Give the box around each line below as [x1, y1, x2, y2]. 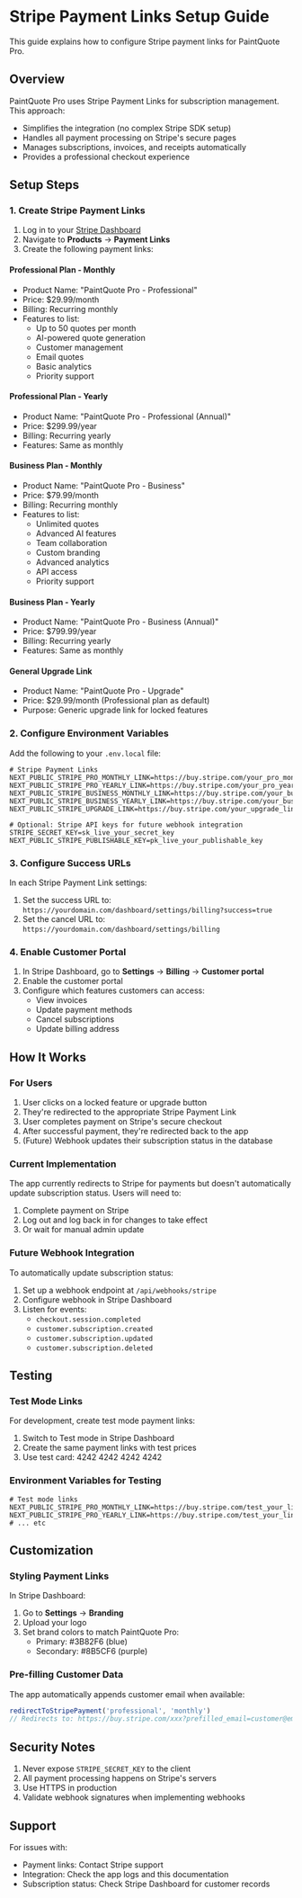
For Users [9, 1077, 53, 1089]
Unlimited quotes [35, 519, 100, 530]
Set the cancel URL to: [22, 914, 106, 925]
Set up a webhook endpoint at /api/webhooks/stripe [22, 1285, 218, 1295]
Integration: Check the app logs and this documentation [22, 1868, 229, 1879]
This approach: [9, 105, 66, 116]
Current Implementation [9, 1158, 117, 1170]
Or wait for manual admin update [22, 1224, 145, 1235]
